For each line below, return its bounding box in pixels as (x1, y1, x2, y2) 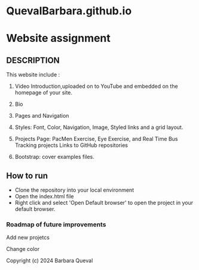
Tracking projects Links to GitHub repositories (14, 142, 128, 149)
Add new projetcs (6, 234, 50, 241)
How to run (6, 170, 48, 180)
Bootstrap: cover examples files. (14, 154, 94, 161)
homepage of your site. (14, 89, 73, 96)
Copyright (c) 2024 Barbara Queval (6, 257, 93, 264)
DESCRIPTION (6, 55, 60, 65)
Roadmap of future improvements (6, 220, 106, 228)
